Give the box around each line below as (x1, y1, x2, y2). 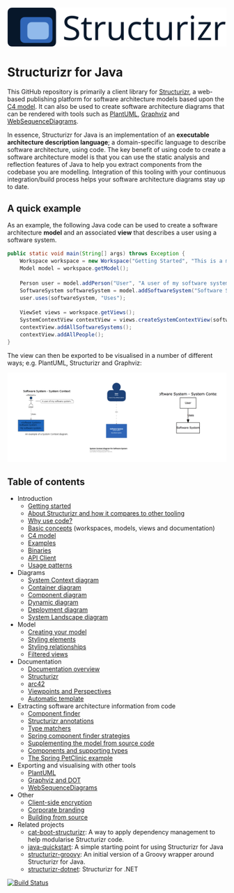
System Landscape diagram (27, 613, 109, 622)
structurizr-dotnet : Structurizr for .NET (27, 865, 139, 873)
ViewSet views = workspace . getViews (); (19, 309, 136, 316)
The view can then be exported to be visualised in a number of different (7, 351, 213, 359)
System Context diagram (27, 576, 100, 585)
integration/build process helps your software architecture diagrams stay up (7, 175, 226, 183)
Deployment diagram (27, 606, 88, 614)
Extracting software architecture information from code (17, 702, 176, 710)
